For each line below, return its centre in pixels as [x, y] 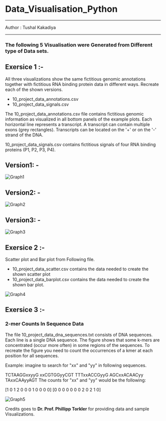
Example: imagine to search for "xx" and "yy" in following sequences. [76, 365]
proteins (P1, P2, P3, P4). [30, 150]
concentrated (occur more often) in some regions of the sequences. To [77, 345]
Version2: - [23, 192]
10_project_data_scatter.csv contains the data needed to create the [80, 269]
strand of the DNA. [24, 135]
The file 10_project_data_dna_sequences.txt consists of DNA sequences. [79, 335]
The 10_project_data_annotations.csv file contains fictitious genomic [75, 114]
